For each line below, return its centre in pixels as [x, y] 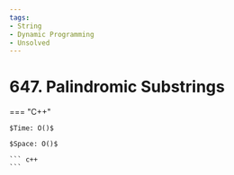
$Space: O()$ [34, 144]
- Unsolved [30, 43]
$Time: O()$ [31, 128]
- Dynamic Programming [52, 34]
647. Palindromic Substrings [117, 87]
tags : [19, 17]
